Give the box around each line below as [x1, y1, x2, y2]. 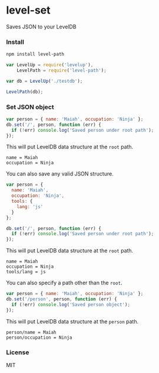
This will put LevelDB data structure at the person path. [6, 317, 139, 325]
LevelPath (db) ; [6, 89, 44, 95]
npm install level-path [6, 51, 65, 57]
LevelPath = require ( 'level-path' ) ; [16, 67, 107, 73]
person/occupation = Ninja [6, 335, 72, 340]
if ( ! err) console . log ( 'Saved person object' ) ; [11, 301, 131, 307]
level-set [6, 4, 51, 17]
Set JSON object [6, 103, 54, 111]
